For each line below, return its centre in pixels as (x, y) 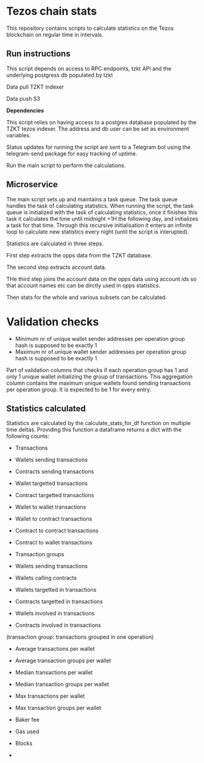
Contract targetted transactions (55, 495)
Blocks (23, 743)
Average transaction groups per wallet (63, 661)
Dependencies (25, 110)
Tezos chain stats (52, 11)
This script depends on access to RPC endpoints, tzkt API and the (89, 68)
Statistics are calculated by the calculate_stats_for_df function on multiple (98, 423)
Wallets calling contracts (46, 578)
